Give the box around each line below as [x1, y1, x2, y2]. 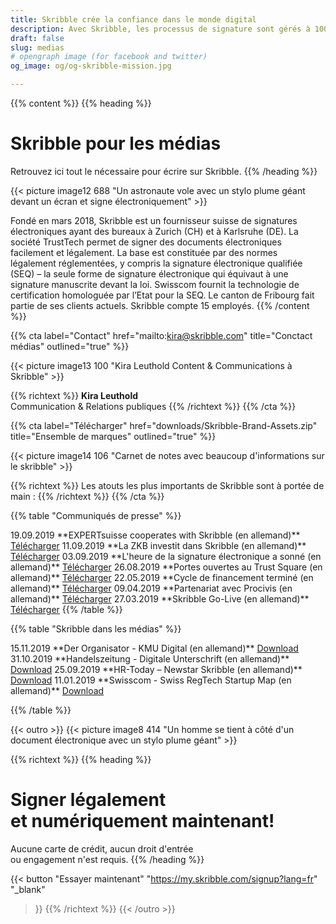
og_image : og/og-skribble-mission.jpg [10, 61, 172, 71]
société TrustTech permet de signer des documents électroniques [10, 236, 282, 248]
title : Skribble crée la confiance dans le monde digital [10, 14, 257, 25]
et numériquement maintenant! [10, 810, 275, 833]
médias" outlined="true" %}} [10, 340, 130, 352]
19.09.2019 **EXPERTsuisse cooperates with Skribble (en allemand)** [10, 529, 301, 541]
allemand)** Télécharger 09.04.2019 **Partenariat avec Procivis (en [10, 582, 293, 594]
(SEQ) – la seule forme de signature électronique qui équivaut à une [10, 267, 289, 280]
